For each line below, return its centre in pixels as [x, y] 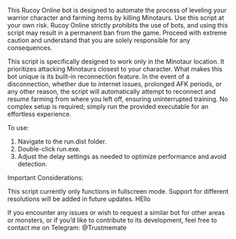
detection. [32, 164]
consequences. [30, 48]
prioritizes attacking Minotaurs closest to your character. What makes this [115, 69]
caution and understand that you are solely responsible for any [99, 40]
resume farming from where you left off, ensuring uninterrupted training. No [118, 99]
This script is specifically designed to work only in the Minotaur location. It [116, 62]
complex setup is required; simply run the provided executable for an [108, 106]
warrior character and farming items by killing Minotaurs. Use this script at [116, 18]
